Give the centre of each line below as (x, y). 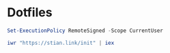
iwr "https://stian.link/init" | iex (61, 43)
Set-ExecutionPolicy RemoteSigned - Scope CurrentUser (85, 31)
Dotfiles (30, 13)
